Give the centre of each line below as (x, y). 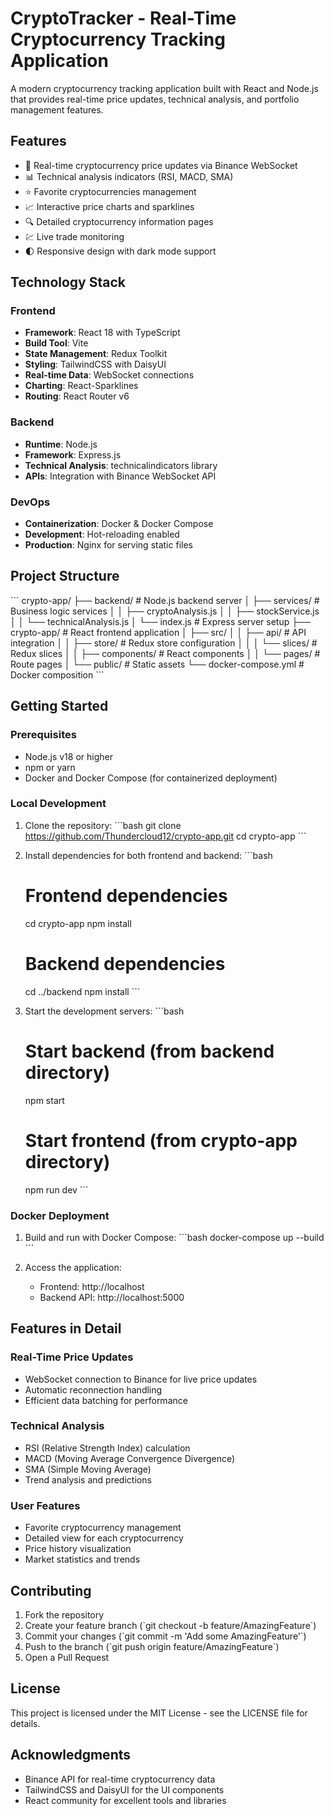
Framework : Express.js (73, 454)
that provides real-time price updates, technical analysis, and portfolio (155, 99)
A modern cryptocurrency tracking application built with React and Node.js (164, 88)
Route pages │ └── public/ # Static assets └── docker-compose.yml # (157, 664)
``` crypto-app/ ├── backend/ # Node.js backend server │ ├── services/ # (165, 600)
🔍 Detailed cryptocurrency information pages (119, 221)
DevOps (30, 502)
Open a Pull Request (67, 1657)
